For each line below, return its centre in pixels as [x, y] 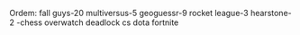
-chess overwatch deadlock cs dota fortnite [98, 22]
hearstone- [271, 13]
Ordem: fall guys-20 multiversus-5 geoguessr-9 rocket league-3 [129, 13]
